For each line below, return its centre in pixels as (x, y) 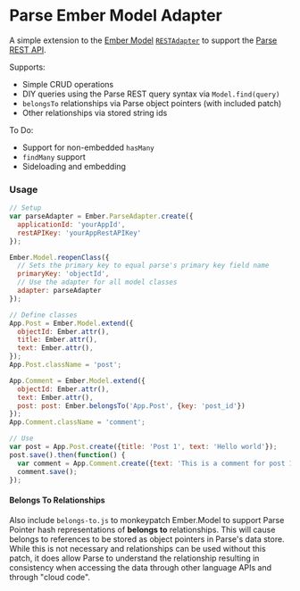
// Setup (25, 208)
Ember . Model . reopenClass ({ (59, 257)
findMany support (54, 156)
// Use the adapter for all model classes (97, 282)
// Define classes (43, 315)
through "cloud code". (50, 577)
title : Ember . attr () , (58, 340)
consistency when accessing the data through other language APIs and (141, 567)
